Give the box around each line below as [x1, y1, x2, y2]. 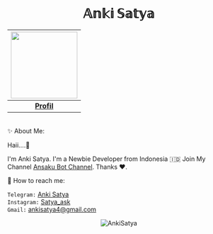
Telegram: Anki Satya [7, 190, 69, 199]
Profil [35, 101, 54, 111]
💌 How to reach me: [7, 176, 65, 184]
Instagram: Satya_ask [7, 197, 71, 206]
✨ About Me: [7, 126, 45, 135]
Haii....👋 [7, 140, 30, 149]
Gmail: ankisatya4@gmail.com [7, 205, 97, 213]
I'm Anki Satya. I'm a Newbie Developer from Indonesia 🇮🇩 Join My [7, 155, 206, 163]
